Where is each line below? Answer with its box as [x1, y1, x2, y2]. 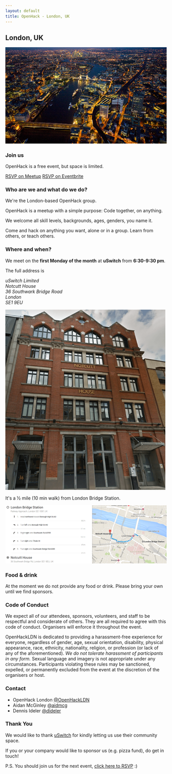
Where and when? [5, 246, 52, 253]
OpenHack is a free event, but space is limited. [5, 163, 104, 169]
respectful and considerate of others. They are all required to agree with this [5, 618, 166, 624]
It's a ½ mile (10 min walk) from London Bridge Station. [5, 495, 121, 501]
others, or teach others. [5, 233, 55, 239]
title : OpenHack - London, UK [5, 13, 70, 19]
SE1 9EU [5, 299, 23, 305]
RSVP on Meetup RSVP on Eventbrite [5, 173, 83, 179]
